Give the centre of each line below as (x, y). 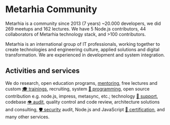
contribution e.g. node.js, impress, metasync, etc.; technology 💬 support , (82, 96)
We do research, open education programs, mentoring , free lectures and (81, 83)
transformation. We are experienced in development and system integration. (85, 55)
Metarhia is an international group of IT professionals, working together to (83, 44)
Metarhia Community (51, 9)
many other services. (27, 117)
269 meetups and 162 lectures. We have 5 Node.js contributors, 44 (76, 28)
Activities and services (42, 71)
